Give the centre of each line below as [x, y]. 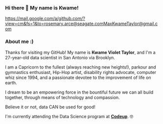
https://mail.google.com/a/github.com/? [45, 19]
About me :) [19, 42]
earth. [11, 82]
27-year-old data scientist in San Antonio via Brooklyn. [60, 57]
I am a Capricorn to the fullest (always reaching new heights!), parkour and [81, 67]
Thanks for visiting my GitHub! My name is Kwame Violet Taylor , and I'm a [80, 52]
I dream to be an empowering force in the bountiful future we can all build [79, 92]
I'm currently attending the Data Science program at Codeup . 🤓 [69, 116]
